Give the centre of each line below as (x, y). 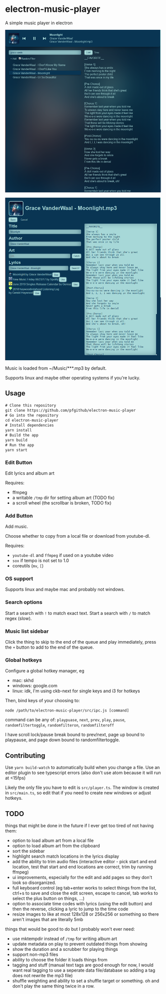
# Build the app (22, 435)
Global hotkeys (23, 660)
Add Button (19, 515)
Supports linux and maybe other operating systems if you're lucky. (73, 378)
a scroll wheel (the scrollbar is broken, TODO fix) (62, 503)
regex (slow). (19, 618)
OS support (19, 579)
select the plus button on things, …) (48, 898)
